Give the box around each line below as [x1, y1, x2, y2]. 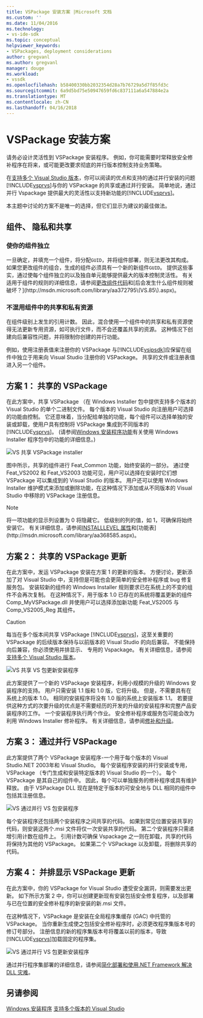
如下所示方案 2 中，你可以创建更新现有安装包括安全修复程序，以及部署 [18, 892, 195, 899]
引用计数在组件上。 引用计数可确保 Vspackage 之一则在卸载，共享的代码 [11, 833, 192, 840]
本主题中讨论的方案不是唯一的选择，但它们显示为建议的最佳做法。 [6, 202, 170, 210]
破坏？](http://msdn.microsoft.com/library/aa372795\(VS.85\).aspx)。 [6, 287, 180, 294]
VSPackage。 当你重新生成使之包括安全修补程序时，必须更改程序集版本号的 [6, 920, 195, 927]
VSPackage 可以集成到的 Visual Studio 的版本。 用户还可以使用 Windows [6, 477, 188, 484]
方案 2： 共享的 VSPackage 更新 [6, 551, 127, 561]
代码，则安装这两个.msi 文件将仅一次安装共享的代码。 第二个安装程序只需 [6, 825, 189, 832]
